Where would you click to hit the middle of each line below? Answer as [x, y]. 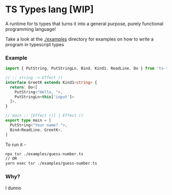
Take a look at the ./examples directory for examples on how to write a [80, 39]
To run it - [16, 144]
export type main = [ [28, 121]
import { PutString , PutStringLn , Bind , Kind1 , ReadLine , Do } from [80, 69]
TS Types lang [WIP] [49, 9]
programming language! [31, 29]
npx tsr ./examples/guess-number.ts [44, 154]
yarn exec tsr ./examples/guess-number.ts [51, 163]
